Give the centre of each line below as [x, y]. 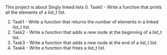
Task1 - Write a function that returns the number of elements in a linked [85, 22]
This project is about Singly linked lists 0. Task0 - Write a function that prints [83, 7]
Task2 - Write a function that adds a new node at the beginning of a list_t [87, 32]
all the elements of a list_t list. [35, 12]
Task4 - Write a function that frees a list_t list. [59, 48]
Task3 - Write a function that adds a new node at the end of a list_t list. [85, 43]
